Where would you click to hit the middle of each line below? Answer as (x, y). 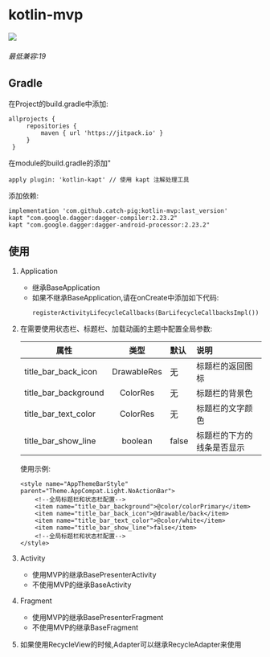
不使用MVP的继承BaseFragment (85, 627)
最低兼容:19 (27, 56)
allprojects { (32, 119)
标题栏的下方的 (225, 435)
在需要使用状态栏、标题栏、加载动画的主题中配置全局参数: (116, 329)
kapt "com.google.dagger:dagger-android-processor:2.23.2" (109, 225)
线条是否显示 (221, 447)
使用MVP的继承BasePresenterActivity (94, 575)
